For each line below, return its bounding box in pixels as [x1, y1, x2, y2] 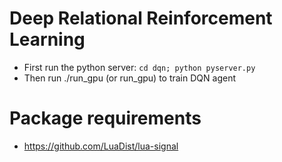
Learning [9, 28, 86, 51]
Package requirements [9, 107, 202, 130]
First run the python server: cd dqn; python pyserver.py [23, 61, 256, 73]
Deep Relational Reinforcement [9, 7, 273, 30]
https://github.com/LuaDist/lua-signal [23, 140, 179, 152]
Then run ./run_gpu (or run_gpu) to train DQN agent [23, 72, 236, 84]
